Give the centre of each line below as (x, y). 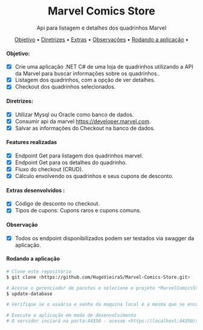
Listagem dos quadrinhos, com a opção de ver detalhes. (85, 80)
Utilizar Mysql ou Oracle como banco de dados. (74, 114)
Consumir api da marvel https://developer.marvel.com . (83, 121)
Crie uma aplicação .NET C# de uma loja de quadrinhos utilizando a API (104, 67)
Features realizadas (32, 142)
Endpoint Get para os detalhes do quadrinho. (71, 162)
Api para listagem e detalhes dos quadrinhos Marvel (101, 28)
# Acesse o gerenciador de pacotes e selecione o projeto (81, 288)
